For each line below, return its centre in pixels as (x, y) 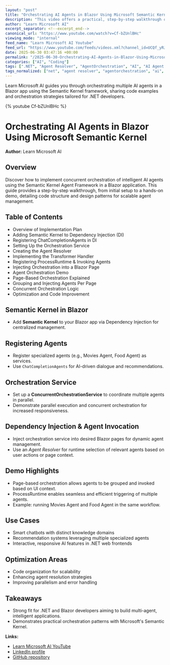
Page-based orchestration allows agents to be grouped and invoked (83, 483)
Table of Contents (34, 217)
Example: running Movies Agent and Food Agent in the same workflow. (87, 504)
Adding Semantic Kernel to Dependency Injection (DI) (68, 235)
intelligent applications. (37, 616)
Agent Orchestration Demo (40, 272)
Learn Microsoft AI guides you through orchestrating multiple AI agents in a (83, 86)
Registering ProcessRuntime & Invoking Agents (61, 262)
